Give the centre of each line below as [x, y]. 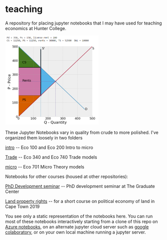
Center [12, 191]
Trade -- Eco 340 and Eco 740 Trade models [51, 157]
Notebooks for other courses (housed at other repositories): [67, 176]
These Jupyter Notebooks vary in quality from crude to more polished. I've [82, 132]
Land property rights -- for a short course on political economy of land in [80, 201]
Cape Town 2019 [22, 206]
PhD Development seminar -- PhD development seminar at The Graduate [80, 186]
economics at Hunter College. [36, 28]
